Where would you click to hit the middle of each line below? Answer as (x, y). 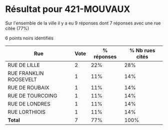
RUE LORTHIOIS (27, 112)
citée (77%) (17, 28)
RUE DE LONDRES (29, 103)
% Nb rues (142, 50)
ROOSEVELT (22, 79)
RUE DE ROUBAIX (28, 87)
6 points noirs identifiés (29, 38)
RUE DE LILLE (24, 65)
